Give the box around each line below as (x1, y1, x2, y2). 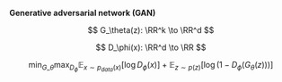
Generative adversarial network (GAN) (9, 8, 156, 18)
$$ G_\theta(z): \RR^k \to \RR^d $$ (87, 25, 215, 35)
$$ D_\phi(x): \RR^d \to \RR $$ (95, 42, 207, 53)
